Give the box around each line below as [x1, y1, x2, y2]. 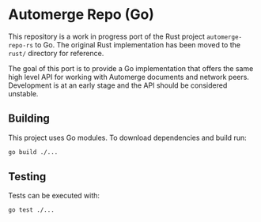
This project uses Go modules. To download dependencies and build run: [8, 133, 247, 142]
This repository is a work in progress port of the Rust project [8, 32, 206, 41]
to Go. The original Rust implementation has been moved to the [35, 40, 241, 49]
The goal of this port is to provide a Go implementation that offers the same [8, 63, 254, 73]
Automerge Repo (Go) [8, 6, 154, 24]
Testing [8, 170, 47, 183]
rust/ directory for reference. [8, 48, 104, 58]
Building [8, 112, 50, 126]
